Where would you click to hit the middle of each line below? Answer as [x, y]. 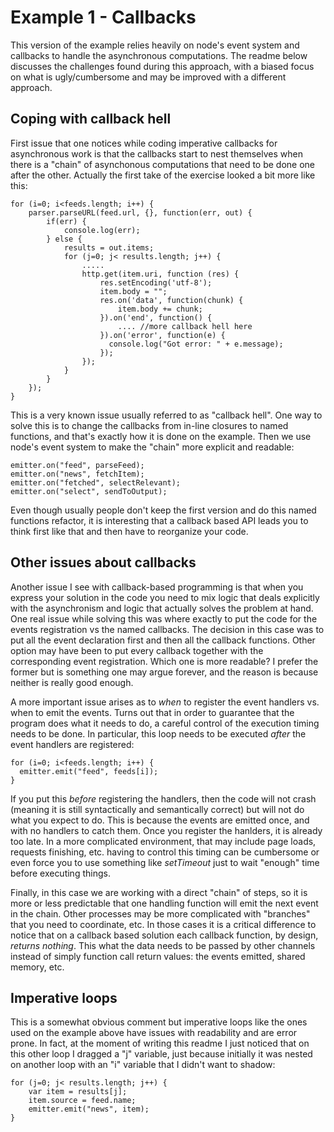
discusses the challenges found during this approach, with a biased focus [162, 66]
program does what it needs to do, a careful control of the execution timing [165, 723]
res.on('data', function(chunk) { [171, 300]
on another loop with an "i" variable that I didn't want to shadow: [143, 1065]
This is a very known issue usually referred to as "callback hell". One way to [166, 415]
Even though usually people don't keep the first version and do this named [163, 510]
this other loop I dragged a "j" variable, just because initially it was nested [161, 1054]
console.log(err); [102, 230]
